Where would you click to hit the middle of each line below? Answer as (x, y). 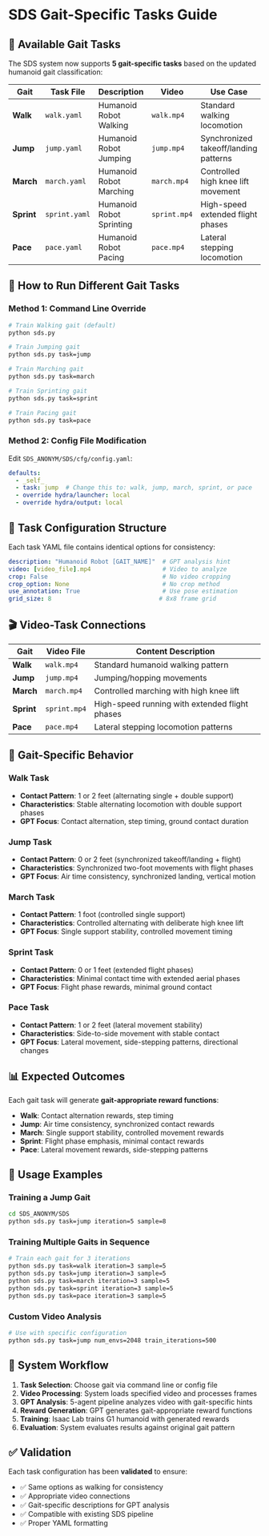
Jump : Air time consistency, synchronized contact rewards (117, 1124)
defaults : (25, 473)
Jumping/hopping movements (151, 678)
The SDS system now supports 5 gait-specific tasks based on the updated (132, 63)
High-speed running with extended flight (171, 704)
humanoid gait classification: (56, 72)
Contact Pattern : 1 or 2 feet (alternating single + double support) (127, 795)
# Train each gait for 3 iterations (69, 1259)
